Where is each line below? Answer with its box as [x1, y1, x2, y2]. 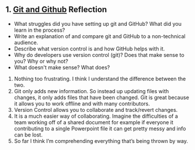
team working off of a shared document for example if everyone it [14, 118, 174, 125]
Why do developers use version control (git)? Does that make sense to [14, 51, 184, 58]
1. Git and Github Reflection [5, 5, 107, 15]
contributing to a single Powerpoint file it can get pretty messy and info [14, 125, 186, 132]
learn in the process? [14, 26, 65, 33]
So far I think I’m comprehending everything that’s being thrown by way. [14, 137, 189, 144]
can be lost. [14, 131, 43, 138]
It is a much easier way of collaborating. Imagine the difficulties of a [14, 112, 179, 120]
